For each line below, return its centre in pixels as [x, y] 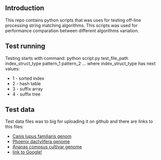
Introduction [25, 8]
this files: [14, 127]
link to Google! [27, 152]
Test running [25, 46]
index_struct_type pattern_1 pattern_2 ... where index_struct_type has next [80, 63]
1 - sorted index [28, 78]
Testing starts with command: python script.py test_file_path [67, 58]
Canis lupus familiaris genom [42, 136]
